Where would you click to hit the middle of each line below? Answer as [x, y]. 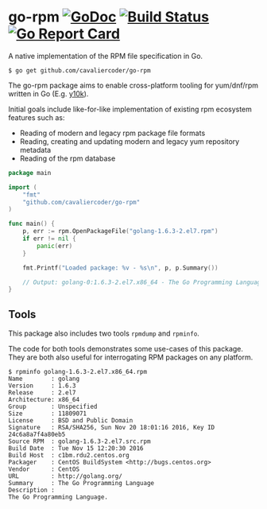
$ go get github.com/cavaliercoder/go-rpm [79, 70]
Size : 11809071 [48, 414]
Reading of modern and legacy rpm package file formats [112, 133]
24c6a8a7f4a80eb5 [37, 435]
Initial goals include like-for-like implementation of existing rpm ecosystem [130, 109]
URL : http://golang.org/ [66, 476]
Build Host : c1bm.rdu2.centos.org [69, 456]
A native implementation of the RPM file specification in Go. [106, 56]
